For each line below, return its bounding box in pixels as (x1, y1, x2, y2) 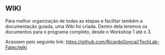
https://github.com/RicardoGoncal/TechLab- (66, 39, 160, 45)
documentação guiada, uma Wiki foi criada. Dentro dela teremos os (5, 23, 148, 29)
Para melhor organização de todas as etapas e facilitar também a (5, 17, 143, 24)
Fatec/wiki (5, 44, 27, 50)
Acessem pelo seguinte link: (5, 39, 65, 45)
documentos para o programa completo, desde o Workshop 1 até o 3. (5, 28, 152, 35)
